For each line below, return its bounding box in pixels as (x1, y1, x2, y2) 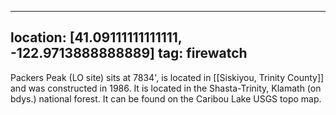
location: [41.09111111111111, (10, 29, 183, 46)
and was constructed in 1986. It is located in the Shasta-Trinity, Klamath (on (10, 82, 322, 94)
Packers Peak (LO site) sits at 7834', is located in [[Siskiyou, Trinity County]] (10, 71, 325, 83)
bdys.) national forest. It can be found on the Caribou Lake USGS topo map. (10, 92, 322, 105)
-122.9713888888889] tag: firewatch (10, 45, 248, 62)
